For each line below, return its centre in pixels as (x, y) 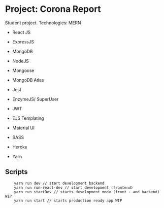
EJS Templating (28, 118)
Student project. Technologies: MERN (43, 23)
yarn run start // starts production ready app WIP (68, 201)
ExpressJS (23, 42)
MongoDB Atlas (28, 80)
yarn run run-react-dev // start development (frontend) (74, 188)
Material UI (23, 128)
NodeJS (20, 61)
